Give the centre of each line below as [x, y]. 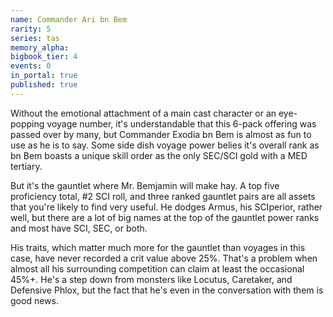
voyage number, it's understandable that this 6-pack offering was [181, 123]
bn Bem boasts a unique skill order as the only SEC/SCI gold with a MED [159, 155]
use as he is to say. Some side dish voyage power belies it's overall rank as [165, 145]
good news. [34, 300]
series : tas [35, 38]
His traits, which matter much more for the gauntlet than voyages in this [158, 247]
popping [27, 123]
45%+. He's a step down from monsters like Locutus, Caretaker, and [151, 279]
